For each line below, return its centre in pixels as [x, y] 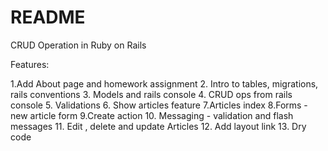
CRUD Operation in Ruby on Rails [78, 45]
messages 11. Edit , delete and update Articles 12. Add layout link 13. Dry [158, 126]
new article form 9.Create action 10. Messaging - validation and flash [152, 115]
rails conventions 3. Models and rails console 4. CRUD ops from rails [151, 94]
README [48, 17]
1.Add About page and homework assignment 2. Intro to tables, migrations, [164, 83]
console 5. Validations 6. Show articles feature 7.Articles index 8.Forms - [159, 105]
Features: [30, 64]
